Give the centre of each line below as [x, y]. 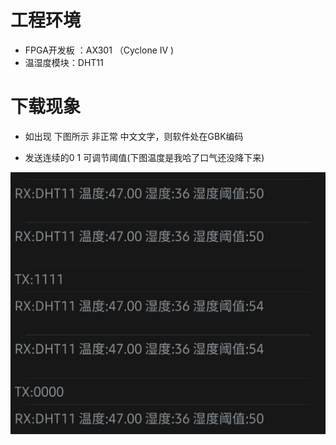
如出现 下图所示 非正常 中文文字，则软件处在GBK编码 [134, 136]
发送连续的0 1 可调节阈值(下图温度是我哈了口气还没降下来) [144, 157]
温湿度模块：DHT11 [64, 62]
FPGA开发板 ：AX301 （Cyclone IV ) [99, 50]
